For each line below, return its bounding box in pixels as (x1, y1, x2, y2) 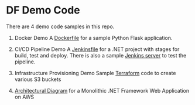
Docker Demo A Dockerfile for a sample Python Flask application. (14, 34, 173, 41)
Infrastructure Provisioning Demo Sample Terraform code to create (14, 69, 176, 76)
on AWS (14, 93, 35, 100)
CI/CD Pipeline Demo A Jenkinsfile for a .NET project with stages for (14, 45, 180, 53)
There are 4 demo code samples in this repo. (6, 23, 115, 30)
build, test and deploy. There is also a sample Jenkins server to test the (14, 52, 187, 59)
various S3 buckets (14, 76, 61, 83)
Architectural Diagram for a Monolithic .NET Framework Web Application (14, 87, 190, 94)
